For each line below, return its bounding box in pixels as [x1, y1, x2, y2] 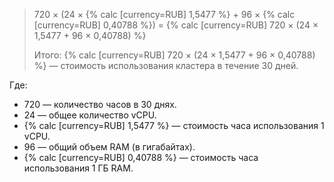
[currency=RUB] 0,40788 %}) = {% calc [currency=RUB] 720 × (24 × [33, 19, 319, 31]
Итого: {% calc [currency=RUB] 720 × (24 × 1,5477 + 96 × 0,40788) [33, 49, 316, 61]
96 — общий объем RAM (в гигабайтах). [23, 141, 196, 153]
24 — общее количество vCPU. [23, 109, 157, 121]
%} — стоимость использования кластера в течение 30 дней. [33, 60, 299, 71]
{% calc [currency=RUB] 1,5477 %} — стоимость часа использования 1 [23, 120, 325, 131]
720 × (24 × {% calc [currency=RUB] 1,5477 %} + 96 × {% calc [33, 9, 296, 20]
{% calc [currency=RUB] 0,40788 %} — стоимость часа [23, 152, 259, 163]
